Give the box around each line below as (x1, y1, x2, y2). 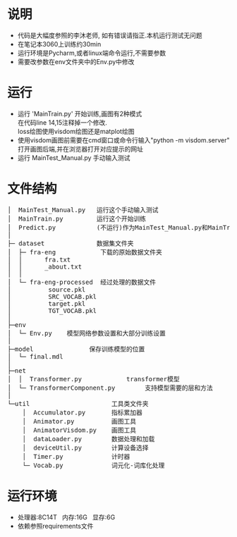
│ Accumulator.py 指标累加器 (22, 408, 143, 416)
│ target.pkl (7, 300, 86, 307)
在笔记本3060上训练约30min (17, 39, 102, 48)
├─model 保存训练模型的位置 (7, 345, 145, 353)
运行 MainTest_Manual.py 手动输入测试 (17, 153, 130, 162)
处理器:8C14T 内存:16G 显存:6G (17, 512, 116, 521)
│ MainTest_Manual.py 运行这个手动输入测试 (7, 206, 159, 214)
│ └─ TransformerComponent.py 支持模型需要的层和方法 (7, 383, 213, 392)
